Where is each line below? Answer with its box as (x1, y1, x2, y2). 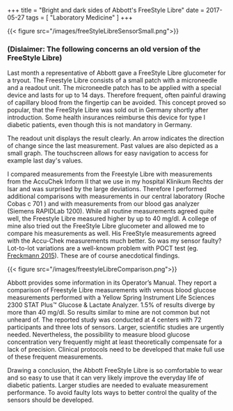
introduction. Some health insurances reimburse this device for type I (7, 113, 206, 121)
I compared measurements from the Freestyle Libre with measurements (7, 170, 213, 179)
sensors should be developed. (7, 396, 94, 404)
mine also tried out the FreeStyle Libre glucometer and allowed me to (7, 222, 205, 230)
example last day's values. (7, 156, 83, 165)
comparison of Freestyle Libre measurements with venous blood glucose (7, 286, 217, 294)
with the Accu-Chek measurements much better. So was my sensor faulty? (7, 237, 222, 245)
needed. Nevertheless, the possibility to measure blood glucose (7, 331, 190, 339)
